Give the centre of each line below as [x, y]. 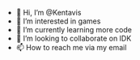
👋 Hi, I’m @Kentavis [49, 13]
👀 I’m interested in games [58, 21]
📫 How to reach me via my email [71, 47]
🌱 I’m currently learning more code [74, 30]
